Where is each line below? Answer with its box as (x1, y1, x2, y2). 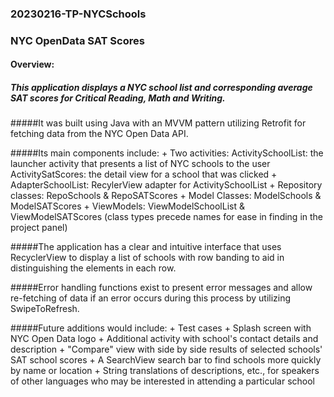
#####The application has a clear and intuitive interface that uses (10, 241, 282, 253)
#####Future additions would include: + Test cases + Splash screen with (10, 322, 312, 334)
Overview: (10, 58, 55, 71)
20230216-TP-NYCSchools (10, 7, 147, 21)
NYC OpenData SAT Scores (10, 33, 145, 47)
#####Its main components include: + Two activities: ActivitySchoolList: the (10, 147, 324, 159)
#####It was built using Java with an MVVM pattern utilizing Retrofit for (10, 117, 307, 129)
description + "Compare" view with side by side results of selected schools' (10, 343, 323, 356)
